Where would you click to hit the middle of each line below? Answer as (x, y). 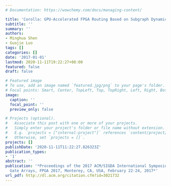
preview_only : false (32, 109)
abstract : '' (19, 161)
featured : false (22, 67)
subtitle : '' (19, 24)
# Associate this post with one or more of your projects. (72, 123)
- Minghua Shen (21, 38)
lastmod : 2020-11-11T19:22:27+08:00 (44, 62)
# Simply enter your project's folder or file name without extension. (85, 128)
